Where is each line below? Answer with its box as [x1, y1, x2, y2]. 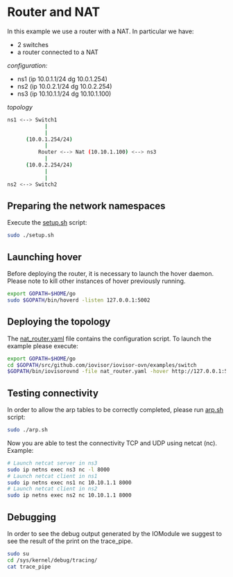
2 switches [17, 40, 49, 49]
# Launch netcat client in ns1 [7, 472, 98, 479]
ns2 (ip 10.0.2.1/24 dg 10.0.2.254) [17, 82, 112, 90]
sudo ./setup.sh [7, 232, 54, 239]
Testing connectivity [7, 387, 99, 399]
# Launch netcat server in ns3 [7, 459, 98, 467]
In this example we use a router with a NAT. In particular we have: [7, 27, 194, 35]
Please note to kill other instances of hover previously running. [7, 277, 186, 285]
